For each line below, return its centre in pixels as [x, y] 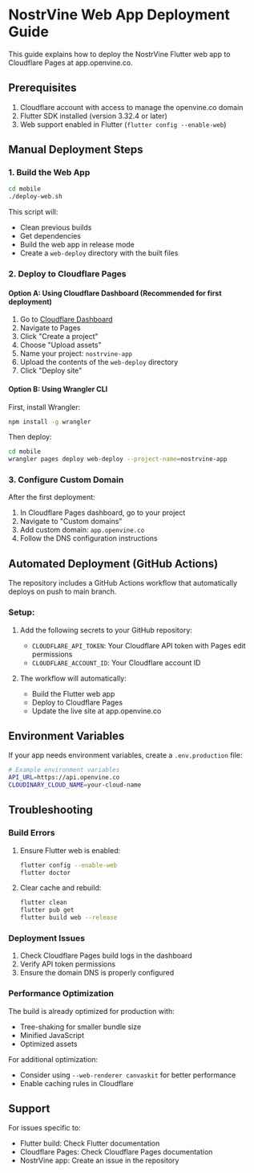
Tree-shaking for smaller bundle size [81, 1027]
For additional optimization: [53, 1059]
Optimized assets [48, 1044]
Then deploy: [30, 437]
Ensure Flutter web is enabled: [70, 850]
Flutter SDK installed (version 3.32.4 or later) [94, 116]
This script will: [33, 212]
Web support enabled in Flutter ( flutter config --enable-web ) [123, 124]
